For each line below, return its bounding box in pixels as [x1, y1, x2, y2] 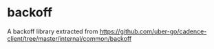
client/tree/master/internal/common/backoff [7, 34, 132, 42]
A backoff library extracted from [7, 27, 98, 35]
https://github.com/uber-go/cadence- [99, 27, 207, 35]
